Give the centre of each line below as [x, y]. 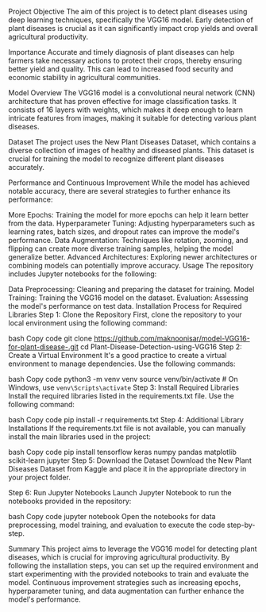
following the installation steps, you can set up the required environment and [133, 566]
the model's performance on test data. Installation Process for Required [125, 306]
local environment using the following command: [88, 323]
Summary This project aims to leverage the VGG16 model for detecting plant [133, 548]
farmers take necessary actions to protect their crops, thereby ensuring [125, 60]
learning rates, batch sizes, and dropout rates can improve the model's [124, 232]
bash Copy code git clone [50, 338]
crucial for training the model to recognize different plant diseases [116, 159]
